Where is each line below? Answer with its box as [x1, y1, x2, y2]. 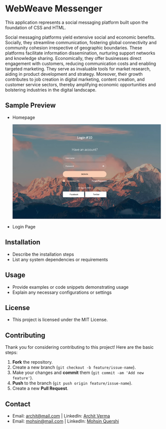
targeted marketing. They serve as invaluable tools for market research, [5, 65, 151, 72]
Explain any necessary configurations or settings [12, 289, 112, 295]
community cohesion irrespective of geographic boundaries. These [5, 45, 142, 51]
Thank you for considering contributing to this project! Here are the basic [5, 344, 154, 350]
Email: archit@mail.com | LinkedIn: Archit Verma [12, 413, 110, 419]
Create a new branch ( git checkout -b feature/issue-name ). [12, 365, 136, 371]
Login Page [12, 224, 36, 230]
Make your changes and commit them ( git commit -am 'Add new [12, 370, 144, 375]
